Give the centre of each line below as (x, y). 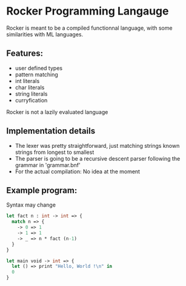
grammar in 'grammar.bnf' (48, 165)
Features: (25, 54)
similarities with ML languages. (45, 34)
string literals (31, 94)
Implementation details (51, 131)
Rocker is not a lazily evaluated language (57, 112)
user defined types (38, 68)
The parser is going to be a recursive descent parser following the (98, 158)
